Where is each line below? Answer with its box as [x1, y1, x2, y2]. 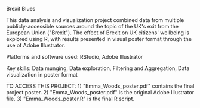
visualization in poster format [6, 71, 78, 78]
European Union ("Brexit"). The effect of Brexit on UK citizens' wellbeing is [6, 29, 190, 36]
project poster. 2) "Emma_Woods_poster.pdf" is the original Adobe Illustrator [6, 89, 195, 96]
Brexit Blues [6, 5, 36, 12]
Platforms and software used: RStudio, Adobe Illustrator [6, 53, 143, 60]
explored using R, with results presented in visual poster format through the [6, 36, 192, 42]
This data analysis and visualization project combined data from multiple [6, 17, 184, 23]
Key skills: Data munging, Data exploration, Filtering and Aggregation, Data [6, 65, 190, 72]
